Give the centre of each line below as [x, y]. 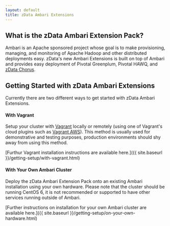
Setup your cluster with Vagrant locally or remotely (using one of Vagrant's [84, 126]
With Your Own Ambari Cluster [39, 170]
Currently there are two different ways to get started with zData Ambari [80, 98]
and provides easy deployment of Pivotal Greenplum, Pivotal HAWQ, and [82, 64]
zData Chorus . [20, 70]
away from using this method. [37, 143]
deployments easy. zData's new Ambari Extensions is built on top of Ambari [85, 59]
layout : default [22, 10]
